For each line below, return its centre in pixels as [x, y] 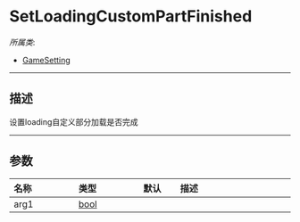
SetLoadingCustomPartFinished [131, 16]
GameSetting [46, 60]
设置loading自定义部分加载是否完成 [74, 121]
